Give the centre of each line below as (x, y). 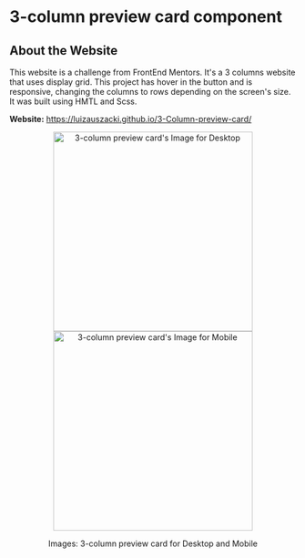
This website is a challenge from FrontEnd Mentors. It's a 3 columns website (152, 72)
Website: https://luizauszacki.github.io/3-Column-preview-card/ (131, 119)
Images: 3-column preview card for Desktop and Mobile (153, 543)
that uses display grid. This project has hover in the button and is (131, 82)
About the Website (64, 51)
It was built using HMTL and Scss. (73, 101)
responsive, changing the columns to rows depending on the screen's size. (150, 92)
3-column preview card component (146, 17)
